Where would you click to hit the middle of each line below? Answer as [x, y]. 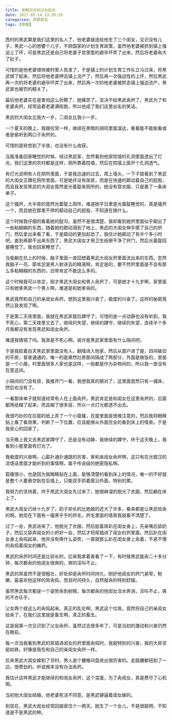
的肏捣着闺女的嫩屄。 [28, 545]
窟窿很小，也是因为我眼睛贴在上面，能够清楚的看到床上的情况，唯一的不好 [84, 474]
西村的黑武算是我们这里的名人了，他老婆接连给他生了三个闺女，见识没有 [81, 40]
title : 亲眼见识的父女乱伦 [31, 10]
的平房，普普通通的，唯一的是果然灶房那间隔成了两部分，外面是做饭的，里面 [86, 357]
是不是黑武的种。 [28, 712]
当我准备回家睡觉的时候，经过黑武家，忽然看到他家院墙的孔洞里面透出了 [81, 157]
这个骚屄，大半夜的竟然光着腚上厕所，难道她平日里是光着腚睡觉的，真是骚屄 [86, 204]
